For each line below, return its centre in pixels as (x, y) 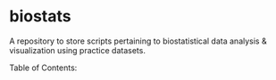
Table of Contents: (43, 68)
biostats (40, 16)
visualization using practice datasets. (77, 50)
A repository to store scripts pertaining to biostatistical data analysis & (138, 41)
